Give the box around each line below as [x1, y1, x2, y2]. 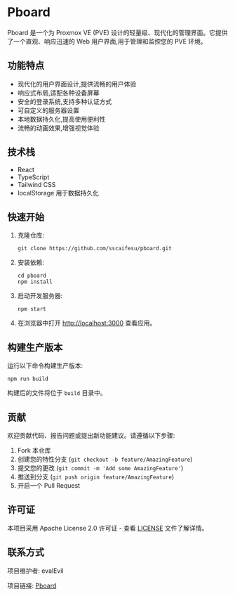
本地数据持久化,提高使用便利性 [17, 115, 106, 123]
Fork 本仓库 [17, 446, 51, 454]
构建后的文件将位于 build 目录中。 [7, 389, 107, 397]
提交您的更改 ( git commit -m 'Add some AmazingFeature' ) [17, 464, 184, 472]
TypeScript [17, 173, 50, 181]
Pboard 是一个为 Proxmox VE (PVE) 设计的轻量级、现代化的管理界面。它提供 [7, 28, 228, 37]
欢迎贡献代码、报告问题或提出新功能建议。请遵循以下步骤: [7, 432, 175, 439]
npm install [17, 278, 53, 285]
